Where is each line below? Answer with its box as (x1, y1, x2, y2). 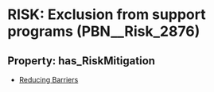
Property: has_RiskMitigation (7, 54, 156, 67)
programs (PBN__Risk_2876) (7, 22, 200, 40)
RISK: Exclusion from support (7, 6, 206, 24)
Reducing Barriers (18, 75, 79, 84)
